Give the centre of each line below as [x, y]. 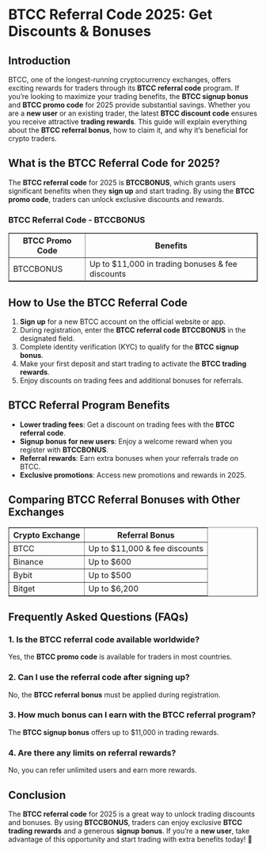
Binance [28, 561]
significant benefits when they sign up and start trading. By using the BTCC [131, 191]
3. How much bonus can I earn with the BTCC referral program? [132, 715]
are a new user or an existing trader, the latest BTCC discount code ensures [133, 113]
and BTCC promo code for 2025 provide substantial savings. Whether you [129, 105]
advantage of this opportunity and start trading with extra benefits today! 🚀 [130, 839]
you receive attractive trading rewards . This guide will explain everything [127, 122]
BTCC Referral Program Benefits [89, 405]
